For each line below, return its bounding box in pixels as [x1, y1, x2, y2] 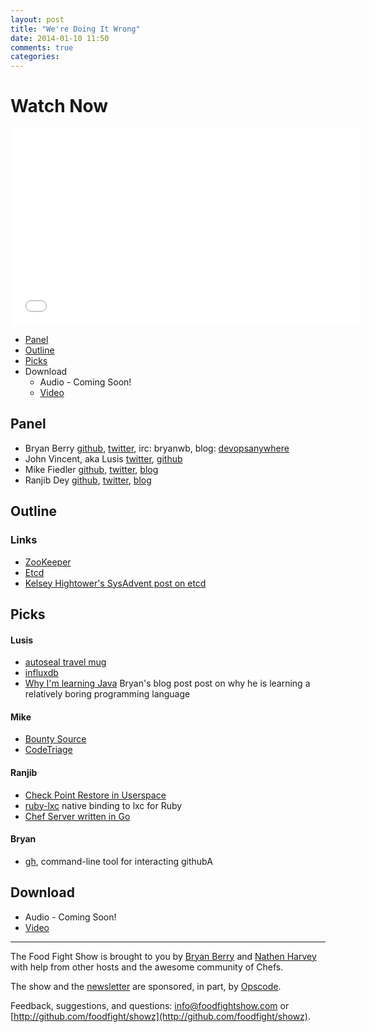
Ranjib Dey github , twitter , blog [24, 474, 152, 486]
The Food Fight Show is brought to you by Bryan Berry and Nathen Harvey [10, 950, 317, 962]
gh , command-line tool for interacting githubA [24, 855, 213, 867]
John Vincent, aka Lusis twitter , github [24, 452, 183, 465]
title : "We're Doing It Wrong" [10, 24, 141, 34]
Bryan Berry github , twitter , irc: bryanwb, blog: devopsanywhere [24, 442, 290, 454]
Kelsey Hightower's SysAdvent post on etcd [24, 577, 207, 589]
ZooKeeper [24, 556, 72, 568]
